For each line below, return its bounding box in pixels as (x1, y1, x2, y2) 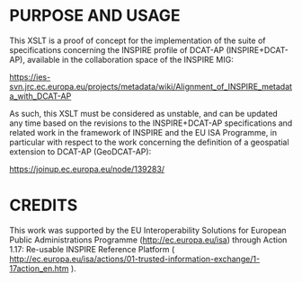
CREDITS (9, 195, 78, 216)
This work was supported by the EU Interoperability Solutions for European (9, 225, 287, 235)
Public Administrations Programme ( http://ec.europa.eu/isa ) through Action (9, 234, 288, 245)
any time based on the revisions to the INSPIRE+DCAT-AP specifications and (9, 118, 293, 128)
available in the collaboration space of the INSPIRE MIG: (26, 54, 234, 65)
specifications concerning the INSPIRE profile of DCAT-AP (9, 44, 225, 55)
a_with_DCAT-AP (9, 91, 72, 101)
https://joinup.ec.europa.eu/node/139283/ (9, 163, 164, 174)
